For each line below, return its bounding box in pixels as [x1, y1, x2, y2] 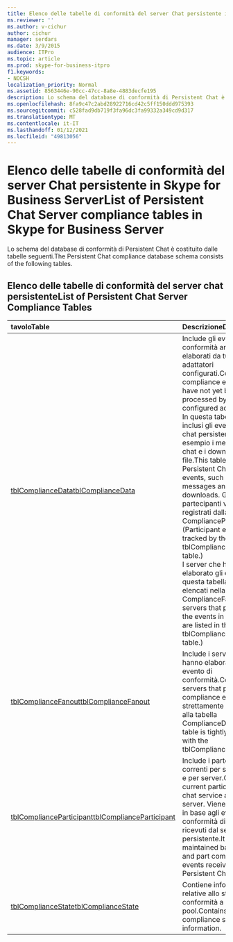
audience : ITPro [7, 49, 54, 56]
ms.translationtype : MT [7, 113, 76, 120]
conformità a [182, 898, 224, 907]
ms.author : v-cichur [7, 23, 67, 30]
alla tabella [182, 710, 217, 719]
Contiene [182, 880, 212, 889]
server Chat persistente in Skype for [7, 178, 221, 193]
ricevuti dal [182, 825, 218, 834]
